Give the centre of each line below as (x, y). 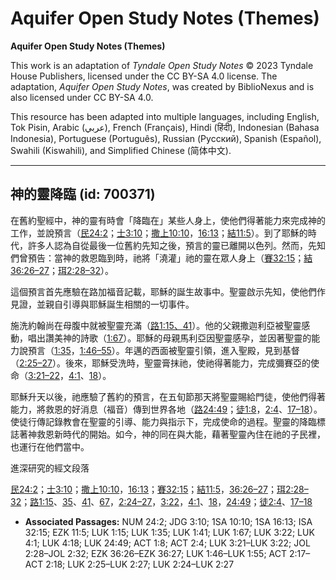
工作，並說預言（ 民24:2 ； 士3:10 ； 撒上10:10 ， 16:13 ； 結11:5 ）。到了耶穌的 (159, 233)
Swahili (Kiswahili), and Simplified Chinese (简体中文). (121, 150)
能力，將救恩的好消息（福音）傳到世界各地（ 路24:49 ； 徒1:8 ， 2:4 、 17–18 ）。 (166, 409)
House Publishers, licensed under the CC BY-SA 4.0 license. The (144, 76)
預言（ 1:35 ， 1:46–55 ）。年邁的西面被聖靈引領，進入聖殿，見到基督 (163, 350)
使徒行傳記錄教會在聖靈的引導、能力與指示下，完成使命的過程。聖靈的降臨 (163, 421)
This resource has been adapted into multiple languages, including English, (165, 116)
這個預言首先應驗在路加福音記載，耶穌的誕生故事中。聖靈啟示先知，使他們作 (168, 291)
